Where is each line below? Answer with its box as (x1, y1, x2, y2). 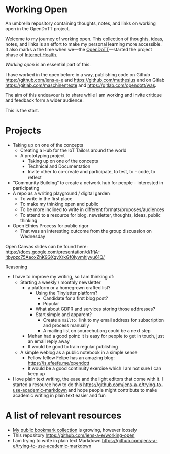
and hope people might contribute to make (68, 387, 157, 393)
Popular (43, 300, 59, 306)
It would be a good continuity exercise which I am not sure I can (27, 365, 161, 371)
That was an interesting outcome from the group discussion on (20, 228, 152, 234)
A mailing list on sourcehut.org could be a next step (43, 327, 151, 333)
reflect (27, 174, 42, 180)
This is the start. (5, 107, 39, 113)
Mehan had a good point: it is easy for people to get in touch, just (27, 333, 164, 339)
